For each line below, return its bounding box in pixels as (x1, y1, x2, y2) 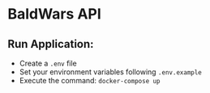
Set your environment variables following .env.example (19, 67, 202, 77)
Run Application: (7, 37, 94, 51)
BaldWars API (7, 5, 102, 23)
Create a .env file (19, 58, 78, 68)
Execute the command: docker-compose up (19, 76, 161, 85)
